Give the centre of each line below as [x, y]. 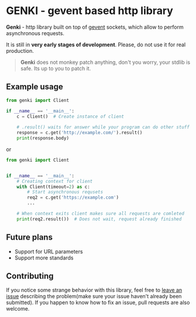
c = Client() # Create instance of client [71, 116]
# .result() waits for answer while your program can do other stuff [103, 127]
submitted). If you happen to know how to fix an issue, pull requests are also [98, 302]
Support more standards [44, 258]
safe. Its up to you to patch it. [56, 68]
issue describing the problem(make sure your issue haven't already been [94, 296]
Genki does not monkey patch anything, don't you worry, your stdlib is [105, 62]
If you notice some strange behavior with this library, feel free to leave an [94, 290]
